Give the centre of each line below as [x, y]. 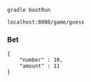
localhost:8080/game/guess [46, 22]
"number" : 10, [41, 60]
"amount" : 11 [40, 66]
